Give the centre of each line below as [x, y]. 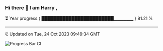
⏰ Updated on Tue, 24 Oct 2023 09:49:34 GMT [53, 34]
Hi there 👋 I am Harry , [31, 8]
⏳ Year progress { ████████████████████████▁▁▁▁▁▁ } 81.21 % [79, 18]
